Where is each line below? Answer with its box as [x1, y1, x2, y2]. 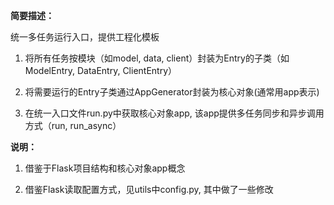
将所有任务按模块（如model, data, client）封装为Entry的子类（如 [24, 52, 290, 64]
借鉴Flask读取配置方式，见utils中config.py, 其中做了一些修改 [24, 184, 274, 195]
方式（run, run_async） [24, 120, 122, 131]
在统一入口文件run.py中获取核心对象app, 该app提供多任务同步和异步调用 [24, 107, 325, 119]
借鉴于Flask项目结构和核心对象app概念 [24, 162, 186, 174]
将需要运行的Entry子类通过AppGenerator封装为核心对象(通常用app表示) [24, 86, 320, 98]
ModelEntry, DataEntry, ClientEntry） [24, 65, 178, 76]
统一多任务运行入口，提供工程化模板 [10, 31, 160, 43]
